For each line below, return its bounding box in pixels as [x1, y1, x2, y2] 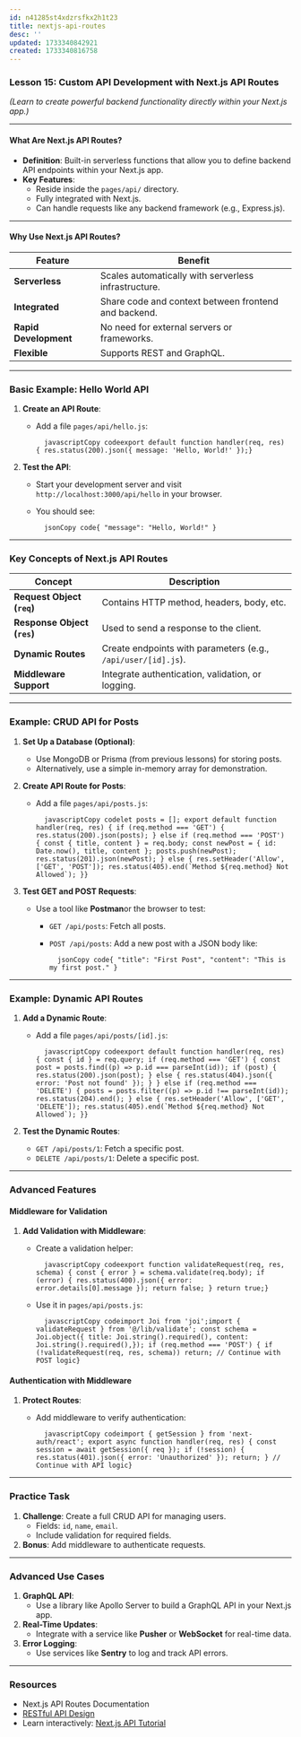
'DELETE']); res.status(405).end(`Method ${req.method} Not [35, 1102, 265, 1112]
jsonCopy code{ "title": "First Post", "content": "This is [56, 955, 287, 964]
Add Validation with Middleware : [21, 1226, 146, 1237]
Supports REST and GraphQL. [99, 346, 226, 359]
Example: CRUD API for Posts [9, 716, 139, 728]
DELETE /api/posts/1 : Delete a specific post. [35, 1153, 200, 1164]
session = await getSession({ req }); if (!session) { [35, 1446, 245, 1455]
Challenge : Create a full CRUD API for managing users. [21, 1510, 227, 1521]
